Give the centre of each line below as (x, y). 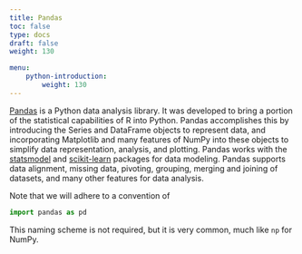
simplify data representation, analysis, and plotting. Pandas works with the (148, 149)
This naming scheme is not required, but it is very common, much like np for (151, 230)
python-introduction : (66, 77)
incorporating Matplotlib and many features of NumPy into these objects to (149, 139)
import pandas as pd (49, 212)
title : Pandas (36, 18)
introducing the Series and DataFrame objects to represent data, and (137, 130)
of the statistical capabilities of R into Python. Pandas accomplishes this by (149, 120)
